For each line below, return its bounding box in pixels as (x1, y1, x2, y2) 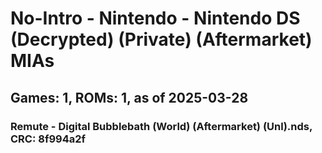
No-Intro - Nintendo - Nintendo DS (10, 7, 301, 30)
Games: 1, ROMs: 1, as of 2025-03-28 (10, 89, 249, 106)
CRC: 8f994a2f (10, 132, 87, 146)
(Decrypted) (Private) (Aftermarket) (10, 28, 313, 51)
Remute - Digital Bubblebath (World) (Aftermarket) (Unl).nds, (10, 119, 313, 133)
